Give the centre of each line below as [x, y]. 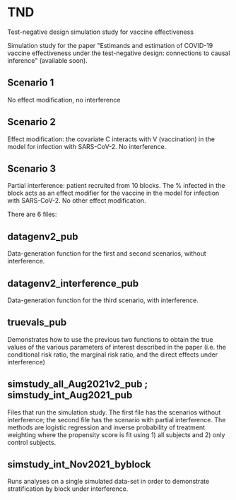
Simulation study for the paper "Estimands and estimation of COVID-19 [110, 45]
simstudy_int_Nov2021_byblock [79, 464]
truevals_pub [37, 322]
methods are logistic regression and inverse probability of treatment [106, 427]
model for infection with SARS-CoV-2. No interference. [87, 146]
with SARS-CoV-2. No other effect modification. [77, 201]
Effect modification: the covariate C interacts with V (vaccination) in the [111, 139]
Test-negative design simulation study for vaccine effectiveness [101, 32]
